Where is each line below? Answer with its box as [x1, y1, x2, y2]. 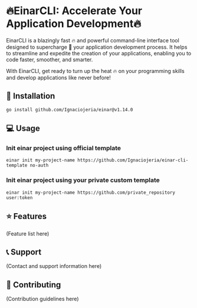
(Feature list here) [6, 230, 50, 237]
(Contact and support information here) [6, 263, 102, 270]
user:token [6, 194, 33, 201]
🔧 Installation [6, 91, 55, 101]
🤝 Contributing [6, 280, 61, 290]
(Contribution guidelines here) [6, 296, 79, 303]
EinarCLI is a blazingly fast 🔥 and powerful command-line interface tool [6, 37, 180, 44]
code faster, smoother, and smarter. [6, 56, 93, 63]
